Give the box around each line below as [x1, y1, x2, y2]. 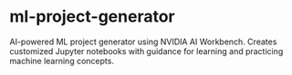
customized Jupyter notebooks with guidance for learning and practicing [9, 45, 284, 56]
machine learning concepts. [9, 55, 114, 66]
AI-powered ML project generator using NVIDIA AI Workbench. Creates [9, 36, 277, 47]
